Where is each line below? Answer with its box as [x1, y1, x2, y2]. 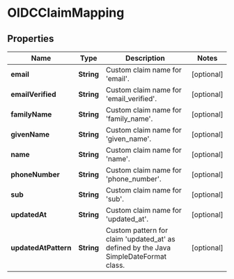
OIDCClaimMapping [7, 5, 125, 21]
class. [105, 260, 125, 270]
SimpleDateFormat [105, 252, 167, 261]
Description [125, 54, 165, 63]
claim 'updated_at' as [105, 234, 175, 243]
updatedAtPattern [10, 243, 72, 252]
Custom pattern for [105, 225, 169, 235]
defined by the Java [105, 243, 171, 252]
